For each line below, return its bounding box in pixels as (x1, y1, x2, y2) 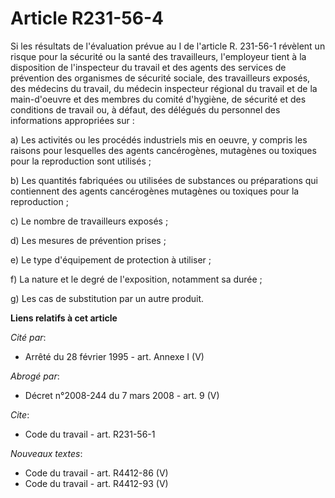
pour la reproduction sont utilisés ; (10, 155, 152, 167)
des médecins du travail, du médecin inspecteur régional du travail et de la (10, 82, 318, 94)
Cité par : (10, 331, 47, 343)
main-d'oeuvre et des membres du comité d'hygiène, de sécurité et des (10, 93, 307, 105)
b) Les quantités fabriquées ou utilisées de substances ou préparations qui (10, 174, 318, 186)
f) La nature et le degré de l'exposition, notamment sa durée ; (10, 273, 263, 285)
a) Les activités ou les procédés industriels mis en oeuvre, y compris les (10, 133, 308, 146)
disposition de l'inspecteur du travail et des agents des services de (10, 61, 287, 73)
